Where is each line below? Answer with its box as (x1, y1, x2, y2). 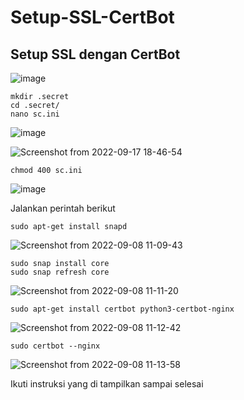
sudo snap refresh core (10, 267, 110, 277)
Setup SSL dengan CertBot (10, 46, 181, 63)
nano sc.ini (10, 109, 60, 119)
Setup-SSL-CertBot (10, 6, 175, 29)
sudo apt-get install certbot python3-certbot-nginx (10, 304, 235, 314)
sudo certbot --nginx (10, 341, 101, 351)
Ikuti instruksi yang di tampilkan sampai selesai (10, 378, 204, 390)
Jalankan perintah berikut (10, 202, 116, 214)
